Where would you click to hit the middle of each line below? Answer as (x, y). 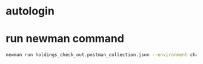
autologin (30, 11)
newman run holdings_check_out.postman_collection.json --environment (97, 55)
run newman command (65, 39)
